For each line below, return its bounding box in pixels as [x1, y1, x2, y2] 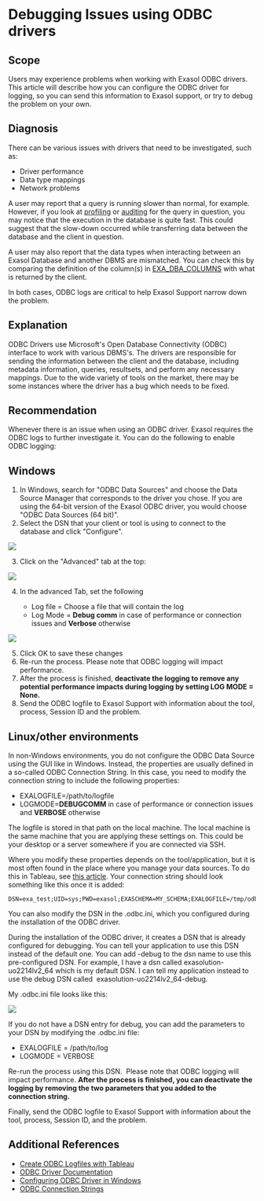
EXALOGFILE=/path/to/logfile [19, 791, 115, 801]
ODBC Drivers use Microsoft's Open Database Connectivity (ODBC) [8, 340, 228, 349]
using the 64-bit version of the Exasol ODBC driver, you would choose [19, 501, 247, 512]
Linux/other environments [8, 729, 139, 744]
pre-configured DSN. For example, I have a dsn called [8, 957, 182, 968]
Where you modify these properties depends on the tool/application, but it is [8, 855, 255, 865]
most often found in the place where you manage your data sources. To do [8, 863, 250, 873]
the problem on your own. [8, 100, 92, 108]
